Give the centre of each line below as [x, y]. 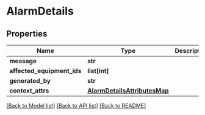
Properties [27, 34]
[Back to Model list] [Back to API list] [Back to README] [76, 106]
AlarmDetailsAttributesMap [128, 91]
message [23, 61]
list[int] [98, 71]
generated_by [30, 81]
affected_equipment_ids [45, 71]
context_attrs [29, 91]
